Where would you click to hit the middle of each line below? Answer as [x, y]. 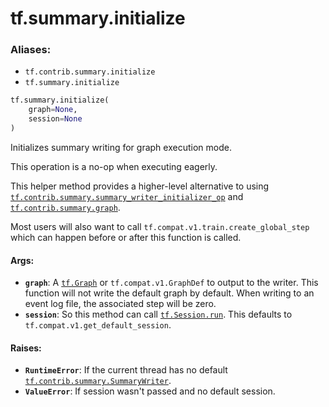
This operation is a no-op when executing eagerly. [114, 166]
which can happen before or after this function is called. [126, 237]
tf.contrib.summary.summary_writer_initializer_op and [127, 196]
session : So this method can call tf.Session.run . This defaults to [158, 314]
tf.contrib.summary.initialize [90, 72]
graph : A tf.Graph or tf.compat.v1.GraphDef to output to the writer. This [171, 283]
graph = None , [53, 110]
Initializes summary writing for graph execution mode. [121, 147]
